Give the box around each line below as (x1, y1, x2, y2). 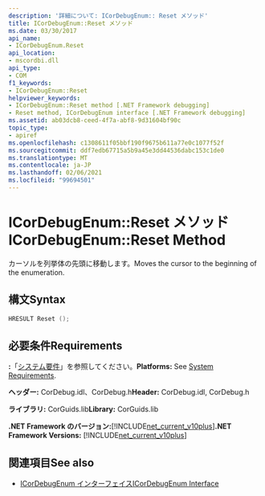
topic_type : (8, 124, 48, 132)
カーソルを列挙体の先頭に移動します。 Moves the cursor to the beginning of (8, 258, 257, 268)
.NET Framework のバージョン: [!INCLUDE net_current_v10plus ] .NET (8, 421, 232, 431)
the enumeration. (8, 267, 65, 277)
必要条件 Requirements (8, 338, 123, 352)
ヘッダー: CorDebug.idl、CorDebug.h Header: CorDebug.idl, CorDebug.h (8, 387, 250, 397)
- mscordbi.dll (8, 57, 59, 65)
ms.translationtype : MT (8, 154, 88, 162)
